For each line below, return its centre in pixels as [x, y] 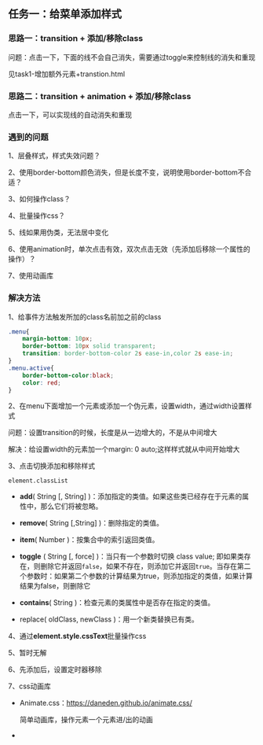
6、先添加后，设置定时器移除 [55, 669]
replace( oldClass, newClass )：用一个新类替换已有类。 [109, 619]
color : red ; [42, 383]
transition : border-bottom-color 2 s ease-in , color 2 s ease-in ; [128, 354]
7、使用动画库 [31, 276]
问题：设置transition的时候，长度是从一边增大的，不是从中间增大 [113, 433]
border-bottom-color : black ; [68, 375]
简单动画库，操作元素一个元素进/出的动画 [86, 720]
